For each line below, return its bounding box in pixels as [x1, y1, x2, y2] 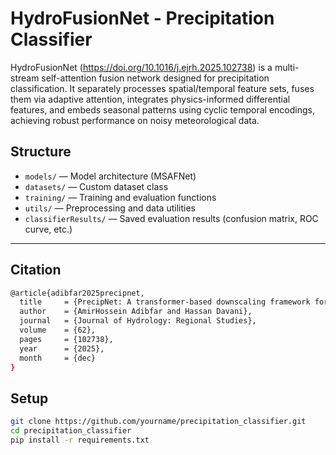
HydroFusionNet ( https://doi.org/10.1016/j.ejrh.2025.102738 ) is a [10, 61, 273, 73]
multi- [274, 61, 300, 73]
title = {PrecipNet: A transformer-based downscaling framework [19, 297, 311, 307]
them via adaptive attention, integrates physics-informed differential [10, 93, 291, 105]
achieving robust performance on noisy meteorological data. [10, 114, 260, 126]
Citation [10, 262, 62, 279]
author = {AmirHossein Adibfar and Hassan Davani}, [19, 307, 253, 317]
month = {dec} [19, 353, 97, 363]
